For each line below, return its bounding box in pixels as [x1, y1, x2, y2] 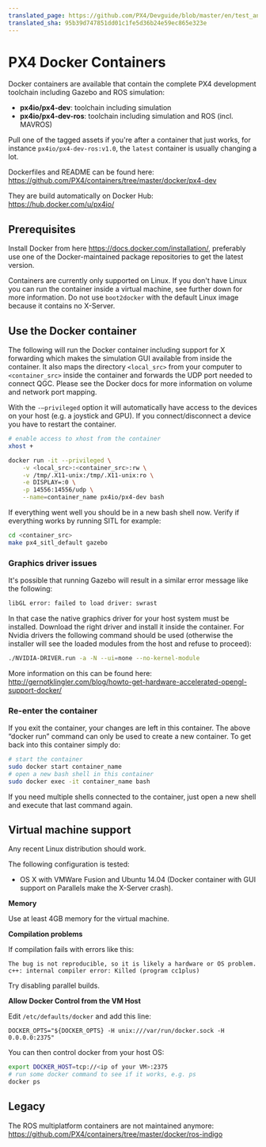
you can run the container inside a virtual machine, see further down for [8, 285, 243, 294]
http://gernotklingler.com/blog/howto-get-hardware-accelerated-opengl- [8, 677, 248, 686]
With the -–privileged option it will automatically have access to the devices [8, 403, 257, 412]
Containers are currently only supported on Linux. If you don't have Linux [8, 276, 247, 285]
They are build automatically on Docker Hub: [8, 191, 154, 201]
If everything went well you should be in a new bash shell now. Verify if [8, 508, 240, 518]
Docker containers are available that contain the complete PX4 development [8, 79, 256, 89]
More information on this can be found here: [8, 668, 153, 678]
